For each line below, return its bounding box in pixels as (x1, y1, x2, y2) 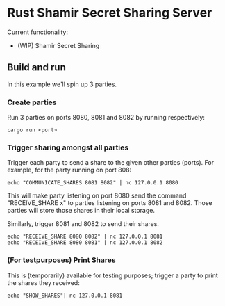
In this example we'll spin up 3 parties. (7, 80, 117, 88)
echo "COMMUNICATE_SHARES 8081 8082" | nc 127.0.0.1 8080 (7, 179, 178, 186)
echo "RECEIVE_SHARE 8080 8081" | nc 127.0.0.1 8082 (7, 239, 163, 246)
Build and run (7, 61, 66, 74)
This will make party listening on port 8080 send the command (7, 191, 187, 200)
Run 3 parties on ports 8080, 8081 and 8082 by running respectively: (7, 113, 205, 122)
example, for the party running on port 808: (7, 166, 132, 175)
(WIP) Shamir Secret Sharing (17, 41, 100, 49)
